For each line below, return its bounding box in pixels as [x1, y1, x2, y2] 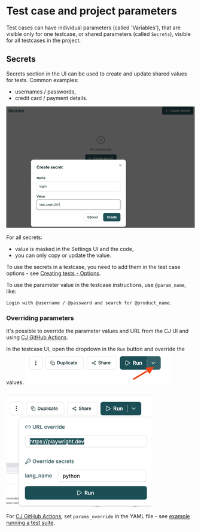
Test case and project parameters [6, 4, 178, 18]
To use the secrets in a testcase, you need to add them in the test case [6, 263, 181, 270]
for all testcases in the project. [6, 37, 81, 44]
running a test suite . [6, 519, 56, 527]
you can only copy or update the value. [14, 252, 112, 259]
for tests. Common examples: [6, 76, 79, 83]
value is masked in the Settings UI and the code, [14, 245, 134, 252]
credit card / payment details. [14, 94, 88, 101]
